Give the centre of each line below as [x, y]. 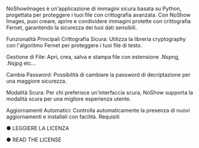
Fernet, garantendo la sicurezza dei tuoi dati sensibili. [71, 27]
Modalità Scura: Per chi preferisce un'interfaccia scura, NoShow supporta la [100, 92]
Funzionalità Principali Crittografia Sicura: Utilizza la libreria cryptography [96, 39]
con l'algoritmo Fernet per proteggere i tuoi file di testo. [74, 45]
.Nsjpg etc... [21, 63]
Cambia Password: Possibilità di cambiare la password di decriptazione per [98, 75]
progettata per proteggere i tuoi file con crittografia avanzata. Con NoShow [98, 15]
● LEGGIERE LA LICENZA [38, 128]
